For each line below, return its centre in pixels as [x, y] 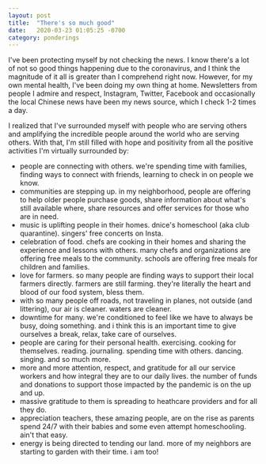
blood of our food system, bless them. [82, 292]
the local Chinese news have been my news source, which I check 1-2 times [132, 102]
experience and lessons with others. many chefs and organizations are [135, 251]
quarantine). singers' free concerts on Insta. [91, 233]
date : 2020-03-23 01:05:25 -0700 [67, 30]
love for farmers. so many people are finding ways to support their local [137, 275]
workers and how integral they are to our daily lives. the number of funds [138, 376]
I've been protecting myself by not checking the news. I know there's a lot [129, 60]
